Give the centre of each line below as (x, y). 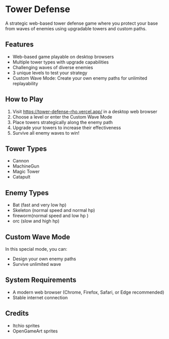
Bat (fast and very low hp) (39, 205)
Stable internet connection (40, 297)
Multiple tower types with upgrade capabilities (61, 62)
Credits (17, 314)
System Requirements (41, 280)
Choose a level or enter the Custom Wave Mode (62, 117)
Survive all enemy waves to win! (46, 133)
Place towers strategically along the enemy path (63, 122)
